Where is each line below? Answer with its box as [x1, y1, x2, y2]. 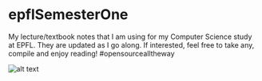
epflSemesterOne [8, 6, 129, 24]
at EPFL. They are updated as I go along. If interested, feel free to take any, [8, 40, 255, 49]
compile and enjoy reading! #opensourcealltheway [8, 48, 175, 58]
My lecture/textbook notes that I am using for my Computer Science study [8, 32, 252, 41]
